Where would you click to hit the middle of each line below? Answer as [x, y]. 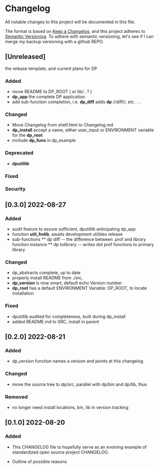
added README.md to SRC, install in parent [56, 321]
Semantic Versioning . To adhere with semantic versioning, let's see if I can [79, 36]
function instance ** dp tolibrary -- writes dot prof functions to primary [83, 245]
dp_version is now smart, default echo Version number [67, 283]
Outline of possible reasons [39, 461]
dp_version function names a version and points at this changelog [78, 361]
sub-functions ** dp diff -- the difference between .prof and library [79, 239]
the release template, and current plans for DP [51, 68]
